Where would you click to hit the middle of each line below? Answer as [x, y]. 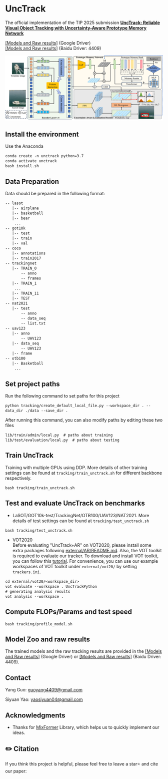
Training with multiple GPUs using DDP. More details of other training [76, 467]
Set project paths [32, 384]
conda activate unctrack [31, 161]
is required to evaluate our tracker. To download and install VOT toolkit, [85, 556]
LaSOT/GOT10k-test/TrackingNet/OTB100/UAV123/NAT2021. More [81, 515]
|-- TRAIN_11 [25, 293]
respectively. [18, 478]
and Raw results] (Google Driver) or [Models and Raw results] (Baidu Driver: [83, 657]
